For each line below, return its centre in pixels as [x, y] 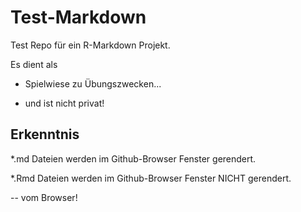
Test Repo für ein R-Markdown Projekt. [90, 45]
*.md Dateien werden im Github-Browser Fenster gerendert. [133, 158]
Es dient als [34, 64]
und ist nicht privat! [64, 103]
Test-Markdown [78, 17]
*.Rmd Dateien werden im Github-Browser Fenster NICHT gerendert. [151, 178]
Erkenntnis [45, 134]
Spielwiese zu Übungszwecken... [93, 83]
